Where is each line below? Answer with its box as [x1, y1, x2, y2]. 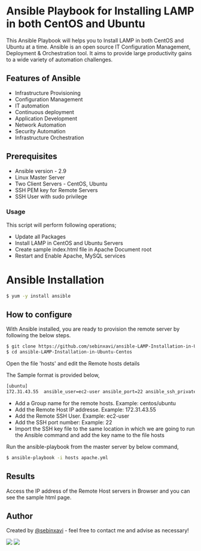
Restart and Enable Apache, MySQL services [14, 252, 126, 259]
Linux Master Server [14, 173, 65, 181]
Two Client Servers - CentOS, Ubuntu [14, 180, 108, 187]
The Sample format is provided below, [6, 372, 100, 379]
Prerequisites [6, 151, 57, 161]
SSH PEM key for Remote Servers [14, 186, 98, 193]
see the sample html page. [6, 493, 72, 501]
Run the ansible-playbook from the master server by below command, [6, 443, 179, 450]
